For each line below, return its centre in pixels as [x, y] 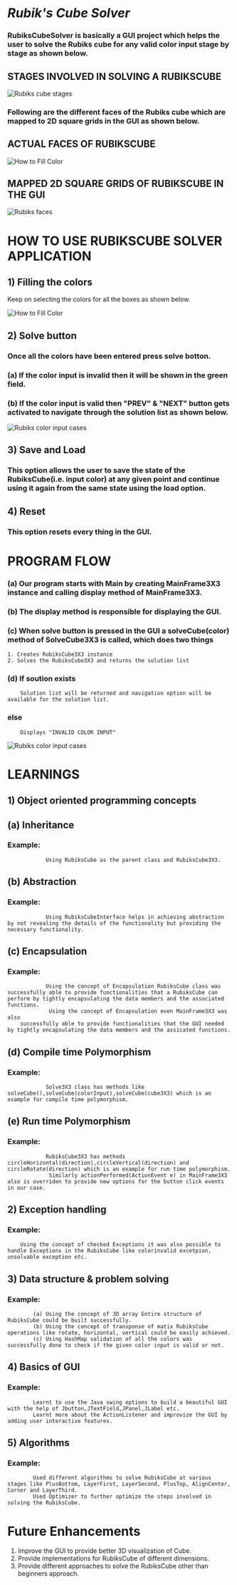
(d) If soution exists [42, 678]
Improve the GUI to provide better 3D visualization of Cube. [105, 1551]
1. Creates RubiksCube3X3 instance [60, 654]
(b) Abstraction [42, 882]
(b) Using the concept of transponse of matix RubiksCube [121, 1326]
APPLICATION [49, 256]
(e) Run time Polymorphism [69, 1121]
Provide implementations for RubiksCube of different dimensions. [114, 1559]
